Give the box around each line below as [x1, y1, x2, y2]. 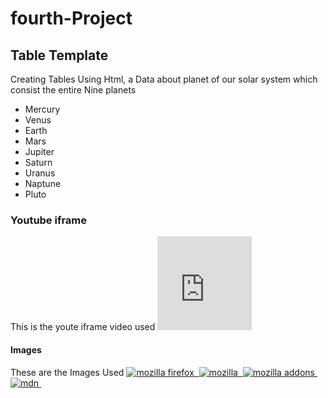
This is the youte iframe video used [10, 321, 156, 333]
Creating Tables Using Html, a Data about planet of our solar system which [10, 73, 318, 85]
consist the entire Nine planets [10, 84, 137, 96]
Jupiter [24, 146, 55, 157]
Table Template [10, 47, 109, 64]
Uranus [24, 167, 56, 179]
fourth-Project [10, 7, 133, 30]
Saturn [24, 157, 53, 168]
